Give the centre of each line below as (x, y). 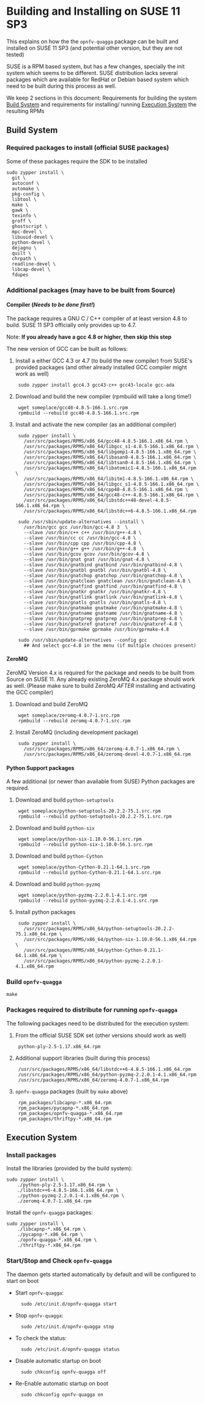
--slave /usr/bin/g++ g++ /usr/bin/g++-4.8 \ (84, 548)
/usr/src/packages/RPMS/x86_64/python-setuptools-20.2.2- (99, 929)
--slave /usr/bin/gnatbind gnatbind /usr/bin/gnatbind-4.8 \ (103, 565)
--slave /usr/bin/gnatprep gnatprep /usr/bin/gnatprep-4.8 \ (103, 618)
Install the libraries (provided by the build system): (69, 1169)
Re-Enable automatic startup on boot (62, 1383)
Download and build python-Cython (59, 856)
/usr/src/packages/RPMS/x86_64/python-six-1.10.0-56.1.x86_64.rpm (110, 940)
